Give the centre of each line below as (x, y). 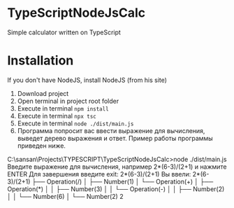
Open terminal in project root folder (68, 101)
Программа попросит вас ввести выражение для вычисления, (111, 130)
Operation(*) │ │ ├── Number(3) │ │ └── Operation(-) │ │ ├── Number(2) (116, 189)
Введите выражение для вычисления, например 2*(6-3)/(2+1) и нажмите (117, 167)
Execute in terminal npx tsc (57, 116)
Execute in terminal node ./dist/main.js (75, 123)
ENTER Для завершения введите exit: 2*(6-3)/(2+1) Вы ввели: (99, 174)
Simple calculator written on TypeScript (64, 32)
